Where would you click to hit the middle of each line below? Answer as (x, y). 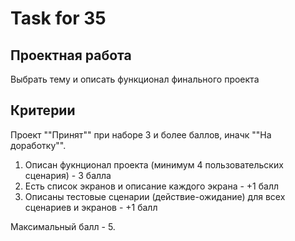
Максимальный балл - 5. (63, 226)
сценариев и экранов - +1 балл (91, 207)
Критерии (43, 110)
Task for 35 (58, 18)
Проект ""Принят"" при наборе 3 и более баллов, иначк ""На (141, 134)
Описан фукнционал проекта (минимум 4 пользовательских (154, 164)
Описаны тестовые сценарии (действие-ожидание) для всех (155, 196)
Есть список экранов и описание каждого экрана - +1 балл (152, 186)
